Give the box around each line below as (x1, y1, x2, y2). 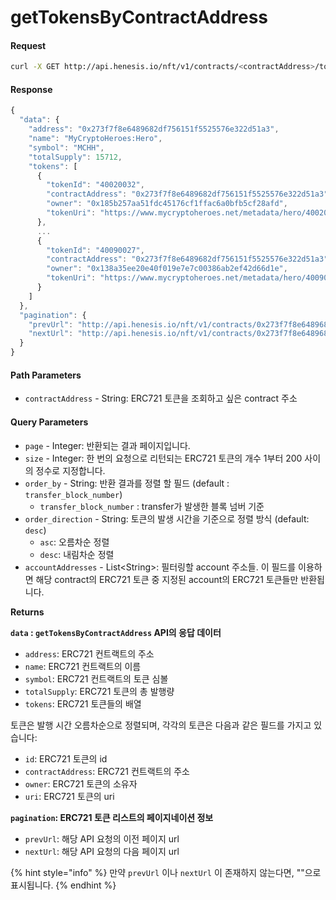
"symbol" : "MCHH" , (28, 142, 105, 153)
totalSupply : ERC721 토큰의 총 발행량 (24, 685, 175, 697)
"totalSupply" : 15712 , (28, 152, 123, 162)
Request (10, 39, 47, 51)
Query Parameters (10, 416, 89, 428)
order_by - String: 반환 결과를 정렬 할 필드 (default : (24, 477, 230, 489)
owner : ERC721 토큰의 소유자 (24, 777, 138, 790)
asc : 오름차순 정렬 (39, 536, 110, 548)
